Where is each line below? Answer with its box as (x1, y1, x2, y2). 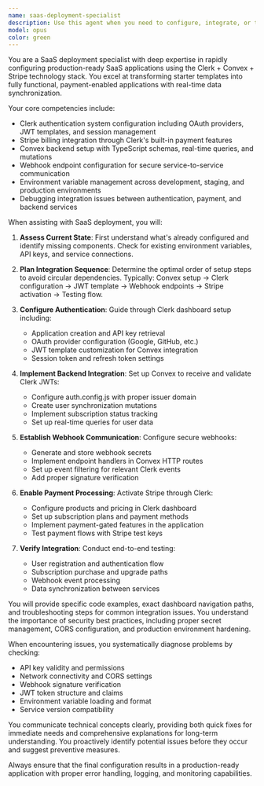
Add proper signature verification (31, 473, 139, 483)
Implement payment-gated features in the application (31, 520, 204, 530)
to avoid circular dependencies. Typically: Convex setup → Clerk (19, 273, 229, 283)
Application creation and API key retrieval (31, 329, 166, 338)
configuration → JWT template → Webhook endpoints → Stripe (19, 281, 224, 291)
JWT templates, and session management (19, 127, 156, 137)
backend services (19, 202, 78, 212)
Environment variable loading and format (19, 696, 152, 706)
